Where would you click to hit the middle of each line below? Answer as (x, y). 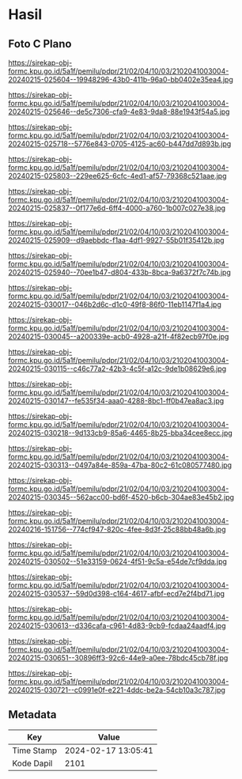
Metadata (32, 715)
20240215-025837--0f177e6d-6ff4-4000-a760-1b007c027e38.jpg (117, 208)
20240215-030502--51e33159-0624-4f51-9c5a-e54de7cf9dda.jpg (118, 562)
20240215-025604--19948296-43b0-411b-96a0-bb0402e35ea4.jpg (121, 79)
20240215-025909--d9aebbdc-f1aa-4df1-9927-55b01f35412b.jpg (116, 240)
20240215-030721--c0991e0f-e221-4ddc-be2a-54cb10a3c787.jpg (117, 690)
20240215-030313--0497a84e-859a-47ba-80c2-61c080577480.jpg (120, 465)
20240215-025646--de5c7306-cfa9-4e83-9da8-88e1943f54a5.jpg (119, 112)
